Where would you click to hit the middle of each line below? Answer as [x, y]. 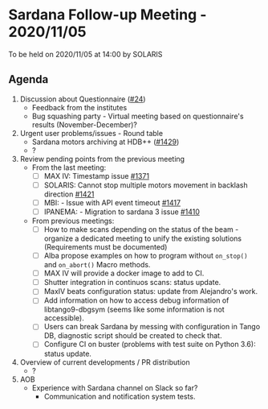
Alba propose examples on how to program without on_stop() [146, 256]
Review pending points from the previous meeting [102, 159]
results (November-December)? [85, 124]
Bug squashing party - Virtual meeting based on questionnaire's [138, 116]
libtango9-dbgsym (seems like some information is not [134, 310]
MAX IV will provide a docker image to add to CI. [124, 273]
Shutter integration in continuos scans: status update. [132, 283]
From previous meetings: [73, 221]
